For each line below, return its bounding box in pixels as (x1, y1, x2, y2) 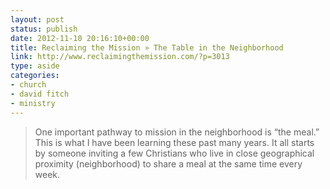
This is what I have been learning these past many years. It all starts (34, 136, 315, 148)
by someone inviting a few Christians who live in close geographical (34, 147, 315, 159)
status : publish (10, 24, 78, 34)
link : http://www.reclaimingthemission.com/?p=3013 (10, 52, 230, 62)
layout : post (10, 14, 65, 25)
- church (10, 80, 47, 90)
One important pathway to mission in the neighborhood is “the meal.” (34, 126, 320, 138)
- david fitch (10, 89, 70, 99)
